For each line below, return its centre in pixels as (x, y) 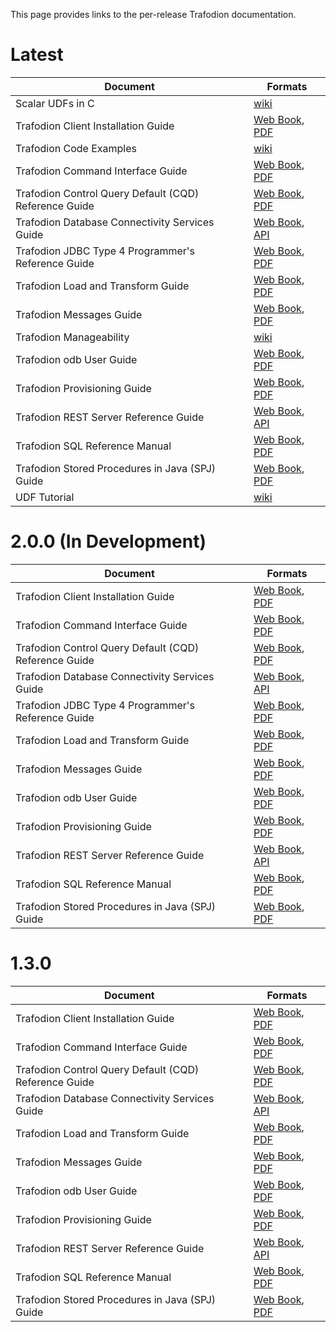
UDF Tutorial (45, 497)
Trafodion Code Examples (76, 148)
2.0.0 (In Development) (108, 541)
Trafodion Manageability (72, 337)
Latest (37, 55)
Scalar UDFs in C (55, 103)
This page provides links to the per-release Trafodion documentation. (153, 14)
